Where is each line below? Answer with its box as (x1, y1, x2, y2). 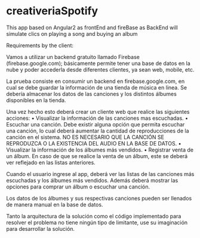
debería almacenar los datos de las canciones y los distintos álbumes (6, 90, 177, 97)
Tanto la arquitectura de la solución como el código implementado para (6, 212, 181, 220)
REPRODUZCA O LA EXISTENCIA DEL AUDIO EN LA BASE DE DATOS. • (6, 140, 181, 147)
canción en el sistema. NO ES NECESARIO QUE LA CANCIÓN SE (6, 133, 164, 141)
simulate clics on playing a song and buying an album (6, 30, 138, 37)
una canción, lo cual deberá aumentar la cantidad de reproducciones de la (6, 127, 189, 134)
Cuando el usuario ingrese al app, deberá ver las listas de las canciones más (6, 170, 195, 177)
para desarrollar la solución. (6, 225, 75, 232)
